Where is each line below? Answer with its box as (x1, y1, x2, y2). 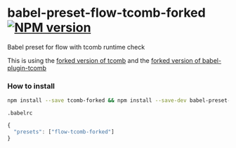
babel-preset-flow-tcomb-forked (7, 5, 206, 21)
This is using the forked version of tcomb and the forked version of (7, 56, 202, 64)
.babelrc (7, 110, 33, 117)
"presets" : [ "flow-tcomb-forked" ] (13, 128, 114, 135)
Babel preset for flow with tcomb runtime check (7, 43, 145, 51)
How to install (7, 81, 55, 91)
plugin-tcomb (7, 64, 47, 72)
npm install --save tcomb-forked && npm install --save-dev (7, 97, 188, 104)
